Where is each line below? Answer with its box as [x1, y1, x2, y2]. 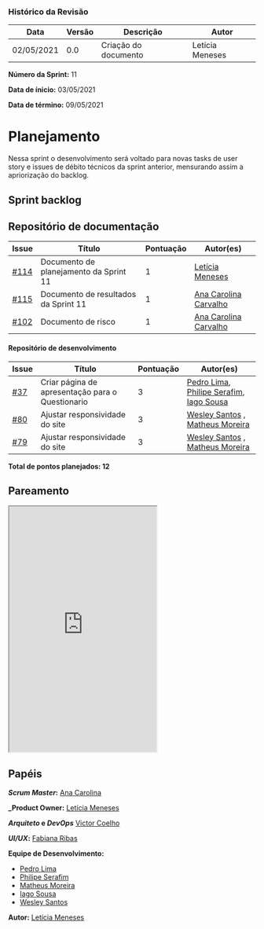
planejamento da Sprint [40, 266, 126, 277]
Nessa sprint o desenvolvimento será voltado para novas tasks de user [8, 154, 238, 163]
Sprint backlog [8, 193, 82, 207]
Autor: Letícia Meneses [8, 912, 85, 922]
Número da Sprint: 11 [8, 70, 77, 79]
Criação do [101, 40, 142, 51]
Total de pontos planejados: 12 [8, 461, 110, 471]
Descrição [123, 27, 163, 38]
